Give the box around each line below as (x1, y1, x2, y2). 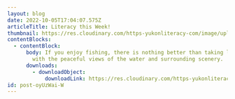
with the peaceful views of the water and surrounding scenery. (32, 56, 224, 63)
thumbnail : (7, 29, 39, 37)
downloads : (25, 62, 58, 69)
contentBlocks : (7, 36, 52, 43)
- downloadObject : (32, 68, 86, 75)
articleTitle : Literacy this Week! (7, 23, 111, 30)
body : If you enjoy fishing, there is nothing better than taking (25, 49, 224, 56)
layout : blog (7, 10, 45, 17)
